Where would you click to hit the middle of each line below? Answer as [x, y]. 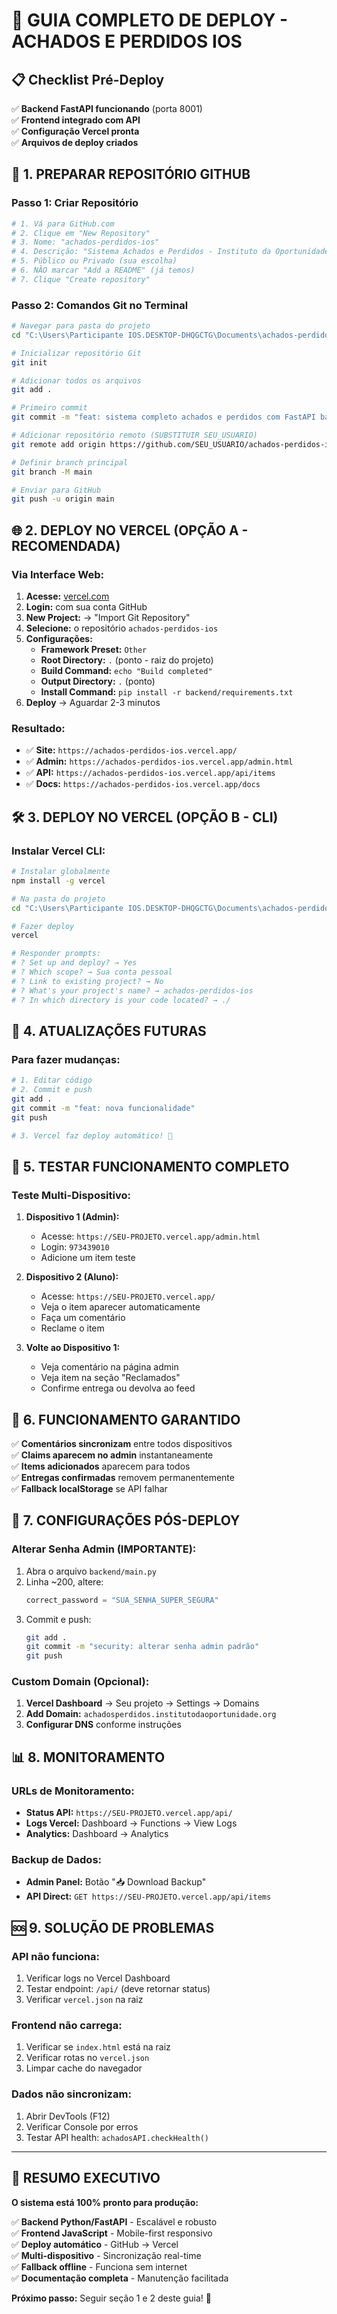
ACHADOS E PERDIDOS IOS [127, 41]
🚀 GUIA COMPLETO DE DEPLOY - [150, 20]
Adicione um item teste [88, 1258]
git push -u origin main [63, 499]
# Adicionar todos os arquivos [76, 380]
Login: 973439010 [75, 1247]
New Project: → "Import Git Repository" [108, 618]
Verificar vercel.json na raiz [84, 2000]
